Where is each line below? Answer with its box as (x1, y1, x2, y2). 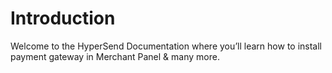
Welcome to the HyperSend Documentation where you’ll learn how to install (10, 40, 323, 52)
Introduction (10, 7, 116, 30)
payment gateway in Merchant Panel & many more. (10, 50, 220, 62)
